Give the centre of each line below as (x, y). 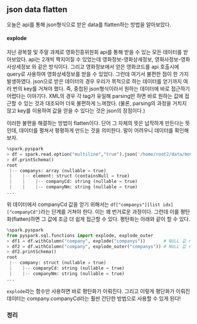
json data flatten (37, 10)
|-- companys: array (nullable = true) (58, 170)
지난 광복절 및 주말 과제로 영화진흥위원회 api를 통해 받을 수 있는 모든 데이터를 (94, 52)
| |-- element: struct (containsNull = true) (70, 176)
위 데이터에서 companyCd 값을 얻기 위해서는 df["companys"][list (83, 204)
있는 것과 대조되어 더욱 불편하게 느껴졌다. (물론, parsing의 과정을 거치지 (105, 103)
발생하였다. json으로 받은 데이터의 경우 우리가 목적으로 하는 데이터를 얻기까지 (94, 81)
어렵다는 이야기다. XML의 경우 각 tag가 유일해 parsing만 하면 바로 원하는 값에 (95, 96)
